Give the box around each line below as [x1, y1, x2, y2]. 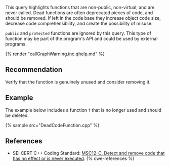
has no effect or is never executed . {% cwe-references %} [12, 155, 135, 161]
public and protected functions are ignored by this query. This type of [5, 30, 152, 36]
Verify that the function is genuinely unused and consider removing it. [5, 78, 151, 85]
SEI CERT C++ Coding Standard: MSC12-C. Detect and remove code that [12, 150, 165, 156]
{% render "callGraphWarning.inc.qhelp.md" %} [5, 51, 105, 57]
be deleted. [5, 112, 29, 118]
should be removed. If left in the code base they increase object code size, [5, 15, 161, 21]
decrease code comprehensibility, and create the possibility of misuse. [5, 20, 153, 26]
